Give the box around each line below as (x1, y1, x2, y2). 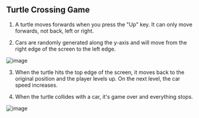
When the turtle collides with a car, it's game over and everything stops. (14, 93, 194, 100)
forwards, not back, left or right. (14, 27, 94, 34)
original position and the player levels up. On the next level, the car (14, 75, 180, 82)
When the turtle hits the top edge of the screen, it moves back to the (14, 69, 185, 76)
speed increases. (14, 81, 58, 88)
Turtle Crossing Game (6, 5, 90, 15)
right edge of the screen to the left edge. (14, 45, 116, 52)
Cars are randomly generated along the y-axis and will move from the (14, 39, 188, 46)
